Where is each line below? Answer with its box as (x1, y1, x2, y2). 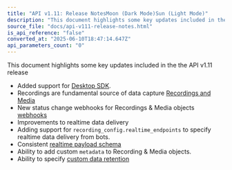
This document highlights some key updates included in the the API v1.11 (7, 61, 213, 69)
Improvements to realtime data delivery (17, 118, 129, 126)
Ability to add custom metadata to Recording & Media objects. (17, 147, 192, 156)
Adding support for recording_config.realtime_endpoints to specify (17, 125, 212, 134)
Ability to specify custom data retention (17, 155, 130, 162)
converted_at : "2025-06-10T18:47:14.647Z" (7, 36, 131, 43)
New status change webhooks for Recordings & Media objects (17, 104, 195, 111)
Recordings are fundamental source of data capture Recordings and (17, 89, 211, 97)
